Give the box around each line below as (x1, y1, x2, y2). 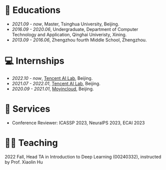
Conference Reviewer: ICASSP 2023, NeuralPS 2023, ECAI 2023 (11, 120, 145, 126)
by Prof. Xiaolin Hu (4, 159, 43, 165)
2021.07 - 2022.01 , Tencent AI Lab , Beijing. (11, 80, 100, 86)
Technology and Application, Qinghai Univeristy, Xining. (11, 31, 127, 37)
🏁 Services (4, 103, 50, 115)
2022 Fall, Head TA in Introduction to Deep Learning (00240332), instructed (4, 154, 161, 160)
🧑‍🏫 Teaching (4, 137, 58, 149)
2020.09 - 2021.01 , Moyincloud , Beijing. (11, 86, 94, 92)
